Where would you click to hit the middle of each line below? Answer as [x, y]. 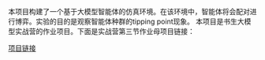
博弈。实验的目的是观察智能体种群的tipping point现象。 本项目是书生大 [129, 21]
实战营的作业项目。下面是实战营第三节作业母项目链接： [105, 31]
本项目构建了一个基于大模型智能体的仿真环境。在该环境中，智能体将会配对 [129, 11]
